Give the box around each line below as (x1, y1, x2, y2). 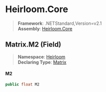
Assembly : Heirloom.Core (17, 25, 73, 31)
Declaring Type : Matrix (17, 59, 67, 65)
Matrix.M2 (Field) (5, 40, 62, 49)
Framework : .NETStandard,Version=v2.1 (17, 20, 102, 26)
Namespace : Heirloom (17, 54, 66, 60)
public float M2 (5, 82, 40, 87)
